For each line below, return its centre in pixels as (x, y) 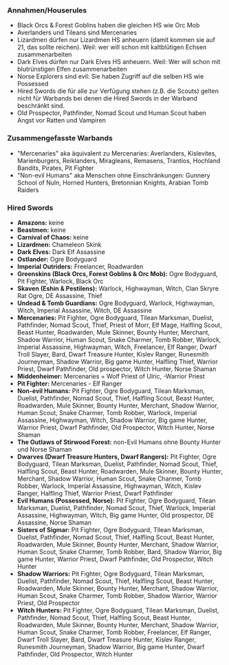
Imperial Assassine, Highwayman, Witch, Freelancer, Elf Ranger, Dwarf (117, 347)
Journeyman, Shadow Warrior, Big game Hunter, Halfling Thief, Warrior (117, 361)
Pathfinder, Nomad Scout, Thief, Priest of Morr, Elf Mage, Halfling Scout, (119, 325)
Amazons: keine (41, 222)
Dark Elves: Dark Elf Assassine (61, 252)
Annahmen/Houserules (47, 10)
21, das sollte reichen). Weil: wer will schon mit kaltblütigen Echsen (112, 47)
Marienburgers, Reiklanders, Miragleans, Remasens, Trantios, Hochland (119, 160)
